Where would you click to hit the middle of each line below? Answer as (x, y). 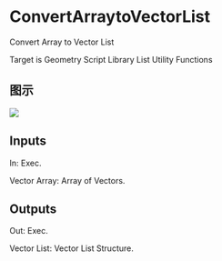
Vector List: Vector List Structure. (71, 248)
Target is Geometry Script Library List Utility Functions (111, 59)
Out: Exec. (29, 231)
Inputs (28, 141)
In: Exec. (25, 163)
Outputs (33, 209)
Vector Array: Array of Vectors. (67, 180)
